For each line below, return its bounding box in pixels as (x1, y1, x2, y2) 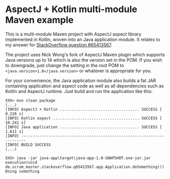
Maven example (5, 14, 74, 26)
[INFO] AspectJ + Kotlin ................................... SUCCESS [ (5, 107, 162, 112)
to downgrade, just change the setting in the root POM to (5, 62, 124, 68)
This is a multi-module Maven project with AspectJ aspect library (5, 31, 142, 37)
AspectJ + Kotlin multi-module (5, 4, 138, 15)
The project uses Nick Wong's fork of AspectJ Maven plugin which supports (5, 52, 165, 58)
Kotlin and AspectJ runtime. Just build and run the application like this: (5, 88, 153, 94)
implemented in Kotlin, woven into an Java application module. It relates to (5, 36, 161, 42)
